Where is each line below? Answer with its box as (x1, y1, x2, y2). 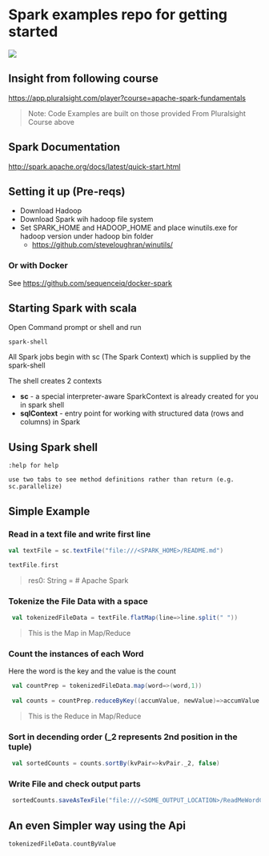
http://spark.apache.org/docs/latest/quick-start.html (8, 162, 181, 171)
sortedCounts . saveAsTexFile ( (11, 797, 110, 805)
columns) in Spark (19, 417, 81, 427)
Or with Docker (8, 260, 68, 271)
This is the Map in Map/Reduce (27, 628, 131, 637)
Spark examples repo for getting (8, 6, 228, 24)
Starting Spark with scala (8, 302, 138, 315)
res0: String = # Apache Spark (27, 575, 129, 585)
